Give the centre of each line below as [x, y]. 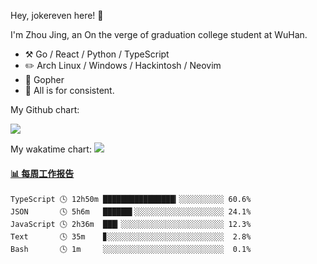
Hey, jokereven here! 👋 [57, 15]
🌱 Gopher [44, 79]
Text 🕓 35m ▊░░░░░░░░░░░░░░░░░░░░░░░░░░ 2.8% [131, 237]
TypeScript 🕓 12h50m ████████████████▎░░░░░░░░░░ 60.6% [131, 200]
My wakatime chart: [51, 149]
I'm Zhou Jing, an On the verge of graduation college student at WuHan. [159, 34]
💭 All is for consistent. [69, 90]
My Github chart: [45, 109]
